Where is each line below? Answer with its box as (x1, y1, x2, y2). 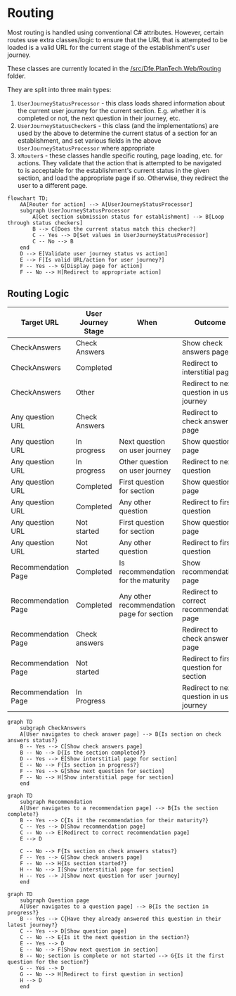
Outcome (194, 317, 226, 327)
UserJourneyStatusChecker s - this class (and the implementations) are (17, 121, 219, 129)
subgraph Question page (20, 897, 90, 904)
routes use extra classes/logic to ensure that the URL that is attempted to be (7, 35, 228, 44)
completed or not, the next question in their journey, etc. (17, 114, 181, 122)
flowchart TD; (7, 195, 49, 202)
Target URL (20, 317, 59, 327)
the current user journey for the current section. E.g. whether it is (17, 106, 206, 115)
